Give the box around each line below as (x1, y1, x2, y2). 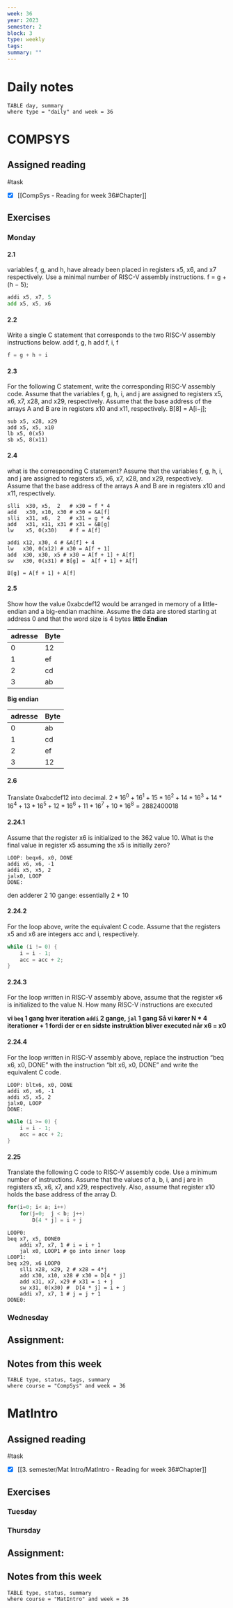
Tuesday (7, 1507, 38, 1517)
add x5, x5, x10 (7, 424, 54, 431)
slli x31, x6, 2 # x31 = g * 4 (7, 514, 111, 522)
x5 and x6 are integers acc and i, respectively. (7, 929, 139, 938)
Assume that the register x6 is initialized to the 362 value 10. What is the (7, 833, 214, 841)
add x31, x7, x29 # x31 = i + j (19, 1278, 113, 1285)
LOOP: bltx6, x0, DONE (7, 1081, 73, 1088)
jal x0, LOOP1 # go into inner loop (19, 1247, 127, 1254)
